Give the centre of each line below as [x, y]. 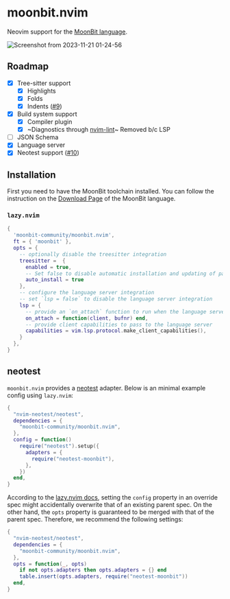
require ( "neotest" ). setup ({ [59, 446]
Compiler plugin [50, 122]
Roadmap [28, 67]
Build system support [47, 114]
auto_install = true [54, 280]
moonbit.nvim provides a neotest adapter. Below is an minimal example [106, 388]
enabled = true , [48, 267]
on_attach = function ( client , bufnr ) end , [87, 318]
